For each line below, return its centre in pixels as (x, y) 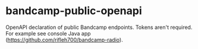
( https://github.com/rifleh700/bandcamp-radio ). (64, 40)
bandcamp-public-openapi (74, 11)
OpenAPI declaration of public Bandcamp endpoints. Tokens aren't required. (99, 27)
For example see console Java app (48, 33)
